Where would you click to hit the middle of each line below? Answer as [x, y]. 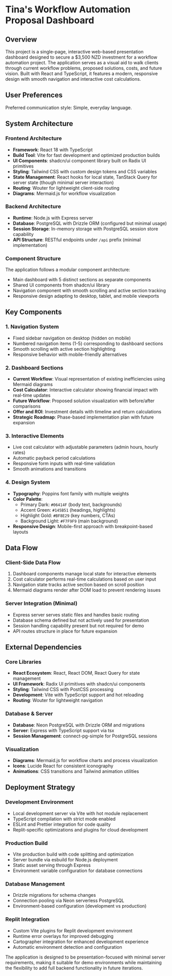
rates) [19, 453]
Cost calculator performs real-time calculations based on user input [84, 579]
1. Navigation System [32, 327]
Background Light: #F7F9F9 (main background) [69, 521]
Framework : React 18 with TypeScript [53, 150]
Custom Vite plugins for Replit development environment [72, 930]
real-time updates [32, 395]
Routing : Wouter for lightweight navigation [58, 700]
